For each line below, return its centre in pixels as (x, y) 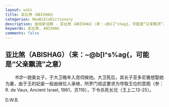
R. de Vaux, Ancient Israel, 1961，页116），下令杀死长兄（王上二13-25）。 (80, 90)
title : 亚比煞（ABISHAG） (30, 15)
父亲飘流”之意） (40, 64)
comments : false (22, 33)
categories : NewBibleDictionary (39, 19)
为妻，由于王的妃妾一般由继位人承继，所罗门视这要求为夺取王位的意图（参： (84, 83)
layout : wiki (19, 10)
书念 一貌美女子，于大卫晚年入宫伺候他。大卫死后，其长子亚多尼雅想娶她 (89, 77)
